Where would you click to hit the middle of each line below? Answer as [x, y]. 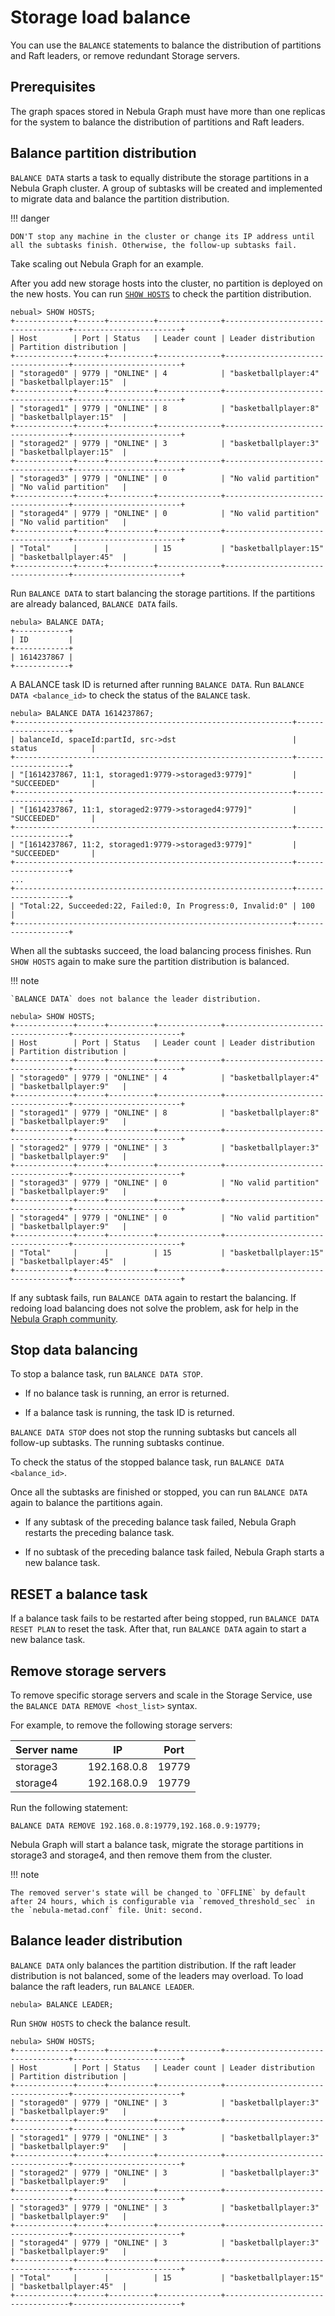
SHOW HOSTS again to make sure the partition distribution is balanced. [150, 961]
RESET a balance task [79, 1594]
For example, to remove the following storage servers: [121, 1725]
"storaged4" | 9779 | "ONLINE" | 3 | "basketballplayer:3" [169, 2242]
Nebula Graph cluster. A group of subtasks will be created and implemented [166, 188]
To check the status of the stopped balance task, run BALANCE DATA [147, 1462]
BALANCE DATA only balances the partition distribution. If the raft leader [153, 1965]
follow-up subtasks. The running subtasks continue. [117, 1443]
